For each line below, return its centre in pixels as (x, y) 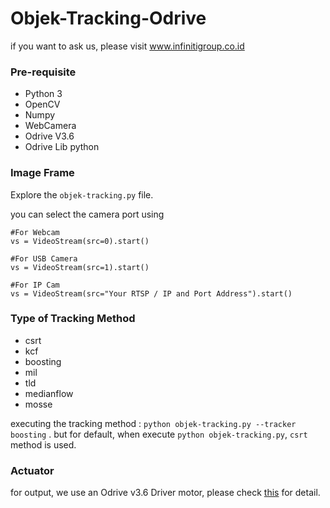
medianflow (49, 393)
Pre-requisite (43, 72)
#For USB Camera (44, 258)
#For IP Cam (35, 285)
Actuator (32, 470)
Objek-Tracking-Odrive (108, 18)
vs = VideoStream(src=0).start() (80, 241)
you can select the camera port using (87, 214)
